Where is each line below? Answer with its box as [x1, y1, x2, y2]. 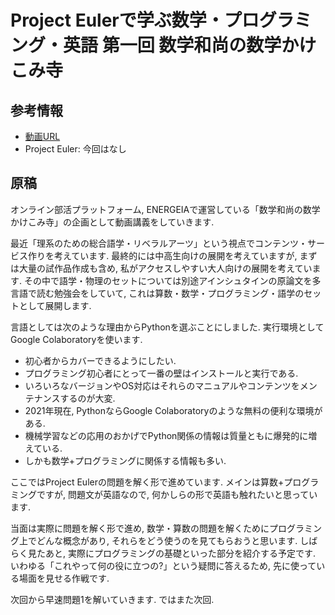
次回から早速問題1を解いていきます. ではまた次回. [10, 593, 215, 605]
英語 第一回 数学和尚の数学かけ [63, 34, 317, 57]
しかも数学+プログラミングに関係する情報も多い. [24, 454, 227, 466]
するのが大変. [59, 392, 116, 404]
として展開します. [18, 299, 92, 311]
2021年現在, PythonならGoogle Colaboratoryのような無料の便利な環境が [24, 404, 323, 416]
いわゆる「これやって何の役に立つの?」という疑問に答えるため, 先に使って [10, 559, 317, 571]
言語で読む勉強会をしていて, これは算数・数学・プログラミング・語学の [10, 287, 305, 299]
